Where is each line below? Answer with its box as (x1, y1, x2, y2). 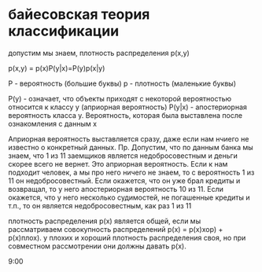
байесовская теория (8, 6, 150, 24)
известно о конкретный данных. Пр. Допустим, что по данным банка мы (8, 142, 253, 152)
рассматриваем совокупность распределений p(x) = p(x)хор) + (8, 224, 223, 233)
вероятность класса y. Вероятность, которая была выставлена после (8, 110, 242, 119)
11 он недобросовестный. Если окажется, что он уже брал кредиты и (8, 175, 241, 186)
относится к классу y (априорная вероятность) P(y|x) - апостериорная (8, 102, 248, 112)
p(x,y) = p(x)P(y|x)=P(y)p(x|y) (8, 63, 105, 72)
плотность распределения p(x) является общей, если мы (8, 216, 201, 226)
